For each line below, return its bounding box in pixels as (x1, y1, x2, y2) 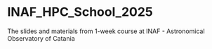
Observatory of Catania (7, 34, 75, 42)
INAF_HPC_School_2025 (7, 4, 153, 20)
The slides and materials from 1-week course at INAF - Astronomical (7, 27, 205, 35)
